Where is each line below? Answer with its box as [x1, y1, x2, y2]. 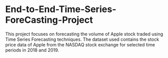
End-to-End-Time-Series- [5, 4, 117, 15]
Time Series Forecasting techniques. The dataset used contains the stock [5, 36, 159, 42]
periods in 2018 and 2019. [5, 47, 59, 53]
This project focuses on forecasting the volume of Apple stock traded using [5, 31, 163, 37]
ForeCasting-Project [5, 14, 93, 26]
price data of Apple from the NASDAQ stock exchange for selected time [5, 41, 155, 47]
